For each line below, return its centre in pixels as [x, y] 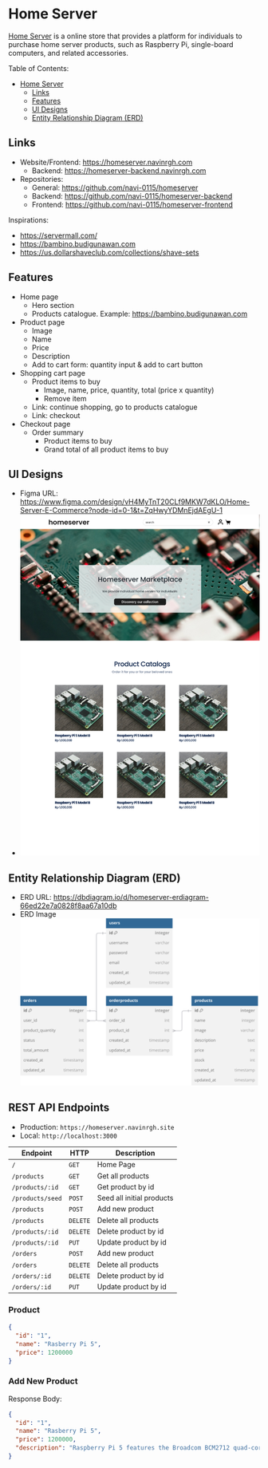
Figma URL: [39, 493]
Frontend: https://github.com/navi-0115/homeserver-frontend [132, 204]
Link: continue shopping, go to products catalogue [114, 407]
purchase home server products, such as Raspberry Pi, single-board [121, 44]
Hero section [53, 305]
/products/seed [37, 1199]
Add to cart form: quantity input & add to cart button [117, 365]
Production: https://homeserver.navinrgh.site [97, 1127]
